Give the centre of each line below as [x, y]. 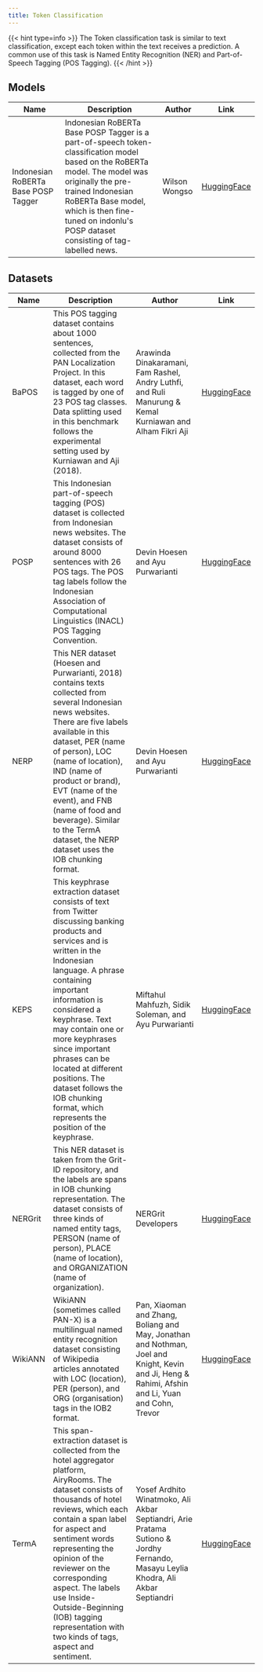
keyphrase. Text [82, 1019]
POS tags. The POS [88, 572]
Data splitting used [87, 412]
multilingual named [88, 1330]
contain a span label [90, 1519]
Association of [79, 602]
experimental [77, 441]
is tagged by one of [88, 392]
